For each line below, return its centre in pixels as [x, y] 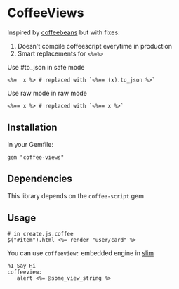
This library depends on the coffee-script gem [76, 195]
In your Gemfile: [31, 144]
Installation [32, 128]
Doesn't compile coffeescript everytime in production [94, 46]
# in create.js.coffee [40, 234]
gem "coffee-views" [36, 157]
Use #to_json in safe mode [46, 67]
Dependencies [40, 179]
